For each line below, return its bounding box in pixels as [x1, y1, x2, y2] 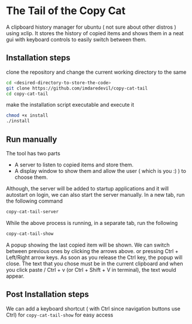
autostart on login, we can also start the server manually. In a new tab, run [6, 191, 185, 198]
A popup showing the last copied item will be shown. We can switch [6, 241, 170, 248]
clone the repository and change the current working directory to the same [6, 69, 187, 76]
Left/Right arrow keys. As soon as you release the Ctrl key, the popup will [6, 254, 183, 261]
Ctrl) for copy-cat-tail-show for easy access [6, 311, 114, 318]
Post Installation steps [6, 289, 90, 299]
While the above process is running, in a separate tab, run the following [6, 219, 178, 226]
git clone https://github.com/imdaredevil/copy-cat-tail [6, 85, 148, 91]
